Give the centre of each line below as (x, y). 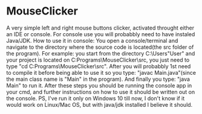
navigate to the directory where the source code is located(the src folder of (100, 47)
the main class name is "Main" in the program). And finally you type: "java (98, 79)
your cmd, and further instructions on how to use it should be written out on (101, 92)
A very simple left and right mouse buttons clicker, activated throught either (100, 28)
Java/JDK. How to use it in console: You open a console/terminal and (92, 40)
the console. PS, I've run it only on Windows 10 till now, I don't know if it (96, 98)
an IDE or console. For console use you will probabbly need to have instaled (101, 34)
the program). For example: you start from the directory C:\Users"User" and (101, 53)
